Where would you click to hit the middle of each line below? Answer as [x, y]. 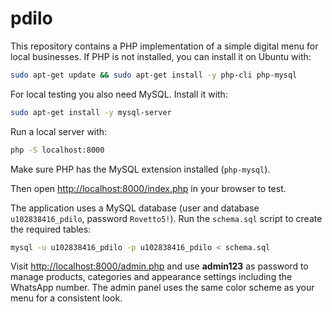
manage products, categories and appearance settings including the [151, 277]
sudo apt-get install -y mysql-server [91, 112]
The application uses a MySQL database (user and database [135, 208]
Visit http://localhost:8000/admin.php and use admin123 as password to [159, 266]
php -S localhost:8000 [57, 150]
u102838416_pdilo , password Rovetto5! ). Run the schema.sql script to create [166, 218]
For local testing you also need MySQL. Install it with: [119, 94]
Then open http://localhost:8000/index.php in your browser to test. [148, 188]
